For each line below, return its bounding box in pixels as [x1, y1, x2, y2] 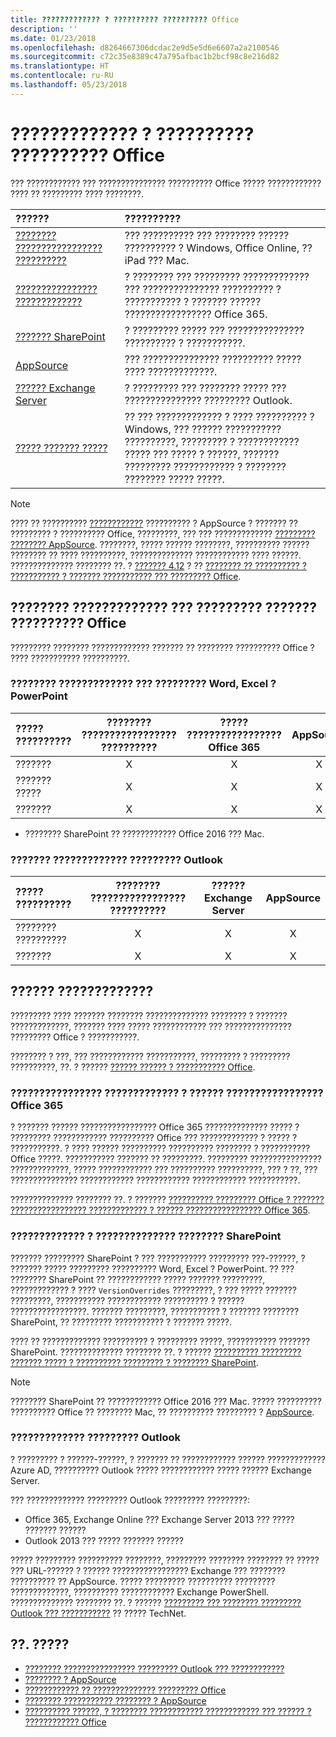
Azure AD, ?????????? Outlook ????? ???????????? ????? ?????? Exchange [10, 1464, 312, 1476]
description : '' [10, 24, 78, 34]
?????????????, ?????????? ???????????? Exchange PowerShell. [10, 1586, 270, 1598]
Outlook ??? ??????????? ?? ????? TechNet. [10, 1607, 187, 1619]
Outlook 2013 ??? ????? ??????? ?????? [24, 1534, 184, 1546]
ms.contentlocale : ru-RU [10, 71, 114, 81]
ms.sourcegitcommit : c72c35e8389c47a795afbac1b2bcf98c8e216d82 [10, 52, 280, 62]
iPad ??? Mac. [124, 253, 190, 267]
